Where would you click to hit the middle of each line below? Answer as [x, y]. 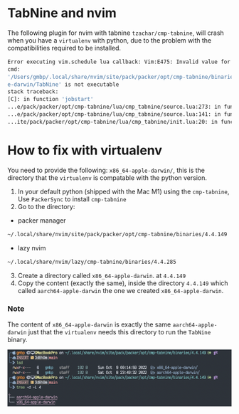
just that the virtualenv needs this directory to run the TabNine [119, 331]
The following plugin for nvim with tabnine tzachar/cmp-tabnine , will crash [116, 33]
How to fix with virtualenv [85, 150]
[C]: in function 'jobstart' [51, 100]
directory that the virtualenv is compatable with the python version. [107, 177]
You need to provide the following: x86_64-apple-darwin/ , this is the [106, 170]
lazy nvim [32, 248]
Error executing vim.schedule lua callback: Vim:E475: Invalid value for [119, 62]
